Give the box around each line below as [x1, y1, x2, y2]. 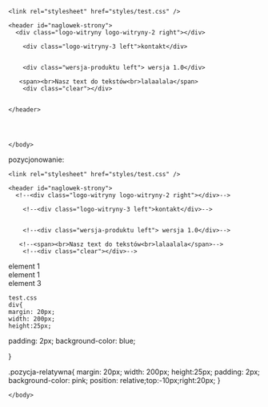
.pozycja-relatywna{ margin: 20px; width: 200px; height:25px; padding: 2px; [8, 367, 260, 377]
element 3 [8, 279, 42, 288]
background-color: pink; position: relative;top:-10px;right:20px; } [8, 376, 221, 385]
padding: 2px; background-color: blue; [8, 336, 136, 345]
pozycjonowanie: [8, 155, 65, 164]
